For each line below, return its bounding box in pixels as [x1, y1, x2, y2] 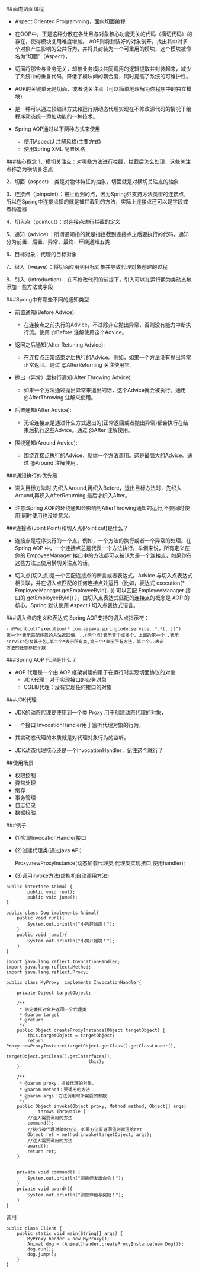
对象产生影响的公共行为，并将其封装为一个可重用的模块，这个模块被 [20, 45, 187, 52]
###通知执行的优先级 [6, 472, 58, 479]
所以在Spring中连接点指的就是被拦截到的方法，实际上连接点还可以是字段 [6, 198, 184, 205]
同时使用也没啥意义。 [21, 512, 74, 519]
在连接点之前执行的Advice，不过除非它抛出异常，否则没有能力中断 [23, 321, 187, 328]
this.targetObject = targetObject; [27, 1033, 115, 1039]
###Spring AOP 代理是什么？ [6, 656, 77, 663]
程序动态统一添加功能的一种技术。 [14, 113, 98, 120]
